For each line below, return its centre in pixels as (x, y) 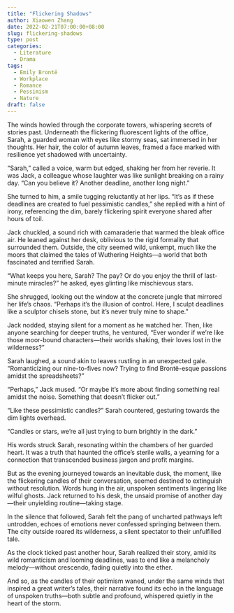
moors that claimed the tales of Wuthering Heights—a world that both (107, 254)
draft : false (26, 105)
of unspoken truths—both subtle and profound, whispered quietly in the (110, 596)
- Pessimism (31, 92)
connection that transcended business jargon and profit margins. (101, 460)
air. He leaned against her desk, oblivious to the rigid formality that (103, 239)
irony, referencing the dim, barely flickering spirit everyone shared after (110, 211)
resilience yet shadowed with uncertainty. (67, 154)
